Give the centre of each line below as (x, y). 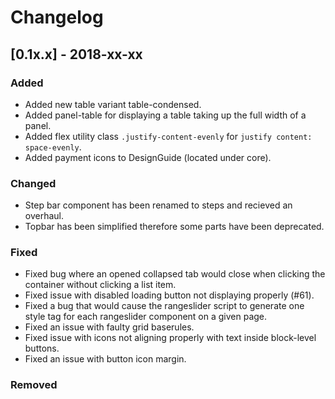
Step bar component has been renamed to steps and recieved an (158, 205)
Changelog (57, 17)
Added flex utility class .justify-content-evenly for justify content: (168, 136)
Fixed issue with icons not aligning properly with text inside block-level (170, 338)
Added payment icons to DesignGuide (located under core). (148, 157)
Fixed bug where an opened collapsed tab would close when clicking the (175, 274)
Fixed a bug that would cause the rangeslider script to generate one (164, 306)
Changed (33, 183)
